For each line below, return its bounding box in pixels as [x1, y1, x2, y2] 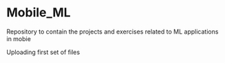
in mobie [6, 34, 32, 42]
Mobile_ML [6, 5, 71, 21]
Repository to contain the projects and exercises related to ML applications [6, 27, 219, 36]
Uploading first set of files [6, 48, 81, 56]
